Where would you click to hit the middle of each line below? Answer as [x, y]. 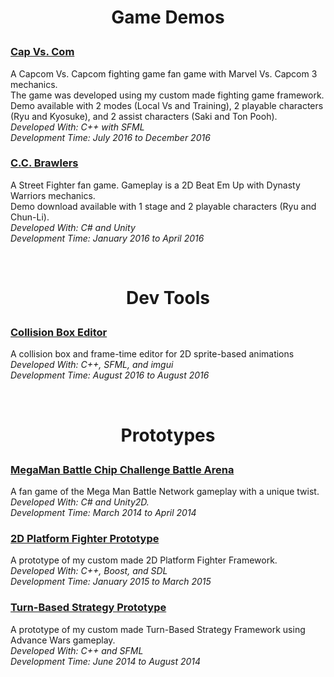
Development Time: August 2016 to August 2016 [110, 375]
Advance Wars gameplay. [63, 640]
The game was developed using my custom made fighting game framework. [167, 95]
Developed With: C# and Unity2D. [80, 502]
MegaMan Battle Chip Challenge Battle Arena [122, 469]
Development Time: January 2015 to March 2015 [111, 582]
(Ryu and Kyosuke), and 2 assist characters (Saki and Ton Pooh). [144, 116]
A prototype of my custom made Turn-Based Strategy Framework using [158, 629]
